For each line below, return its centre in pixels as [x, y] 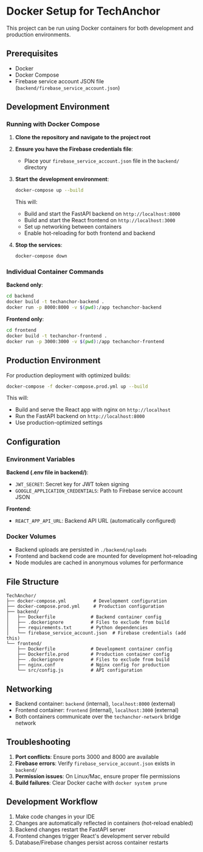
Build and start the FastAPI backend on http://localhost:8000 [102, 214]
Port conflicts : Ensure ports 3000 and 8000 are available [87, 756]
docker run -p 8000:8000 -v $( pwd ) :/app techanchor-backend [84, 308]
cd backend [20, 296]
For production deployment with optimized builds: [68, 375]
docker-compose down [41, 256]
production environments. [39, 34]
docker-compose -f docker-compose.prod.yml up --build [77, 386]
